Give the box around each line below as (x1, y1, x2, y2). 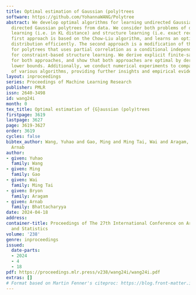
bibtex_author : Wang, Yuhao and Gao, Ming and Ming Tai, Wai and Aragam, (6, 138, 190, 145)
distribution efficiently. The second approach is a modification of (11, 41, 184, 47)
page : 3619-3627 (6, 123, 45, 129)
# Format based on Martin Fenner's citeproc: (6, 280, 118, 286)
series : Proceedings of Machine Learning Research (6, 79, 132, 85)
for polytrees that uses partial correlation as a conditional (11, 47, 168, 53)
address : (6, 215, 27, 221)
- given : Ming (6, 166, 41, 172)
